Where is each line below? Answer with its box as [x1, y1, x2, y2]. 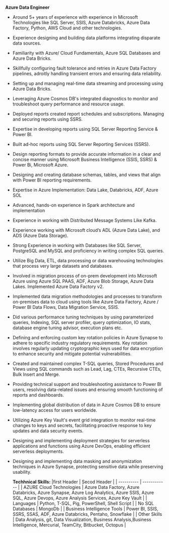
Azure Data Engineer [5, 5, 50, 10]
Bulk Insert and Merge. [12, 371, 61, 377]
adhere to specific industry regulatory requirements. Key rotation [12, 340, 148, 346]
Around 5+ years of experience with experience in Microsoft [12, 14, 138, 20]
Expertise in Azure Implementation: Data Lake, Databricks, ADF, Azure [12, 187, 158, 193]
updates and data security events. [12, 428, 84, 434]
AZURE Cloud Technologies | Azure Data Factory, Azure [23, 484, 140, 490]
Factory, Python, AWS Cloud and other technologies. [12, 25, 123, 31]
